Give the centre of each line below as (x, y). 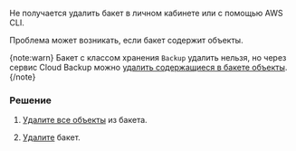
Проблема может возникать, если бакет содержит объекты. (126, 40)
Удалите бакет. (52, 137)
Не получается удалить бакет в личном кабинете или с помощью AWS (146, 13)
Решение (31, 100)
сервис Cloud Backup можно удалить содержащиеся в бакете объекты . (148, 67)
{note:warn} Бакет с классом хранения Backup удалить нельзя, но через (148, 57)
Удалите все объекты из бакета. (85, 120)
